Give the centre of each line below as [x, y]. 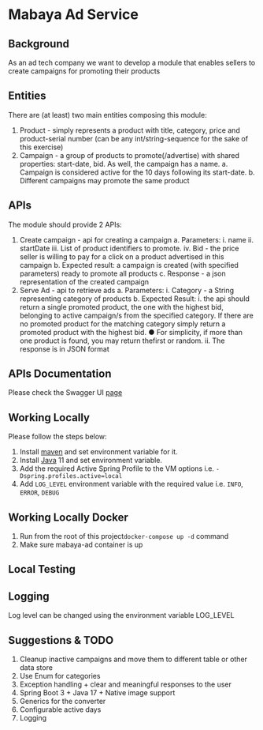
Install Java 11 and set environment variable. [91, 461]
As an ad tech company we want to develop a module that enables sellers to [132, 62]
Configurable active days [60, 709]
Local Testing [42, 569]
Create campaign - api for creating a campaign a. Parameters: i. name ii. [137, 239]
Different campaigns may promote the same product [105, 180]
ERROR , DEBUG [39, 492]
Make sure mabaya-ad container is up [81, 545]
